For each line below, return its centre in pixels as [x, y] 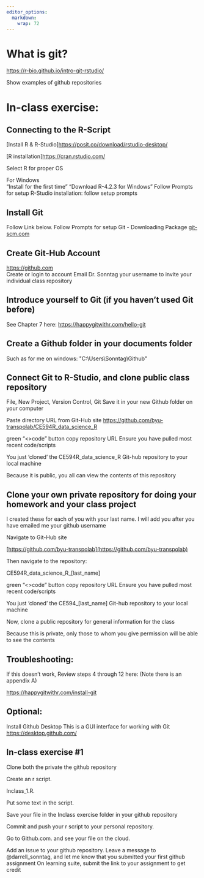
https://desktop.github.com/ [42, 733]
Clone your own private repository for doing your [101, 495]
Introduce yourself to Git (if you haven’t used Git [100, 300]
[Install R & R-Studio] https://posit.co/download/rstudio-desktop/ [87, 145]
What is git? [37, 54]
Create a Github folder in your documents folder [99, 344]
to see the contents [31, 640]
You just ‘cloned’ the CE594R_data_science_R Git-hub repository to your [97, 457]
